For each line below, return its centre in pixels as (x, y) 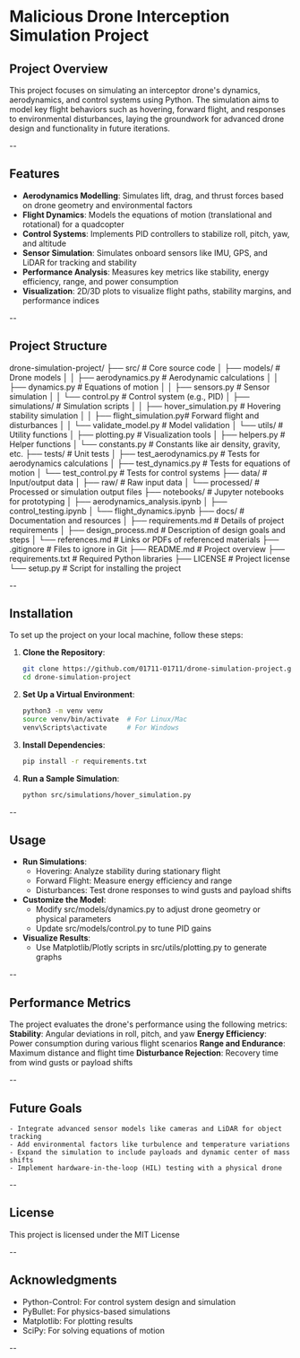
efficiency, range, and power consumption (100, 281)
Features (34, 174)
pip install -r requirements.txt (85, 761)
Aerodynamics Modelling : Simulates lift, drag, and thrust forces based (153, 196)
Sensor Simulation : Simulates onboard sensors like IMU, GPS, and (145, 252)
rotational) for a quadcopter (73, 224)
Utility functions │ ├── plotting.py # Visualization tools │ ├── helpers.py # (147, 434)
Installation (41, 613)
